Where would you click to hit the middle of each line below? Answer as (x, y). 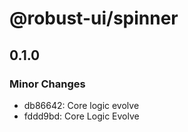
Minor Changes (47, 84)
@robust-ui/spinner (94, 18)
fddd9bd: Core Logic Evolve (81, 116)
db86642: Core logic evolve (81, 105)
